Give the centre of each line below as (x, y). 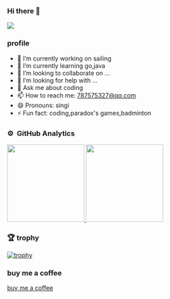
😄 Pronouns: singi (43, 105)
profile (18, 43)
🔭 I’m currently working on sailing (64, 58)
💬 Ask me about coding (50, 87)
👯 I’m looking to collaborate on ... (63, 73)
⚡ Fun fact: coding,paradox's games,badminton (84, 113)
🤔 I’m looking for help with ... (57, 80)
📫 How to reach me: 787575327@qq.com (76, 95)
